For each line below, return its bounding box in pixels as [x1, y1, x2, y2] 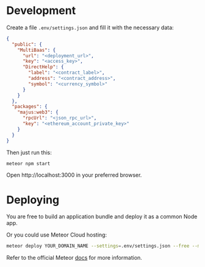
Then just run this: [6, 149, 52, 156]
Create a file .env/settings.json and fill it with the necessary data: [6, 24, 174, 31]
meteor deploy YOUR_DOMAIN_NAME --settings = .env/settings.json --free [6, 243, 190, 249]
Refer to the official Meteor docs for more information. [6, 254, 142, 262]
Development [6, 4, 76, 18]
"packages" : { [12, 104, 48, 110]
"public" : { [12, 41, 43, 48]
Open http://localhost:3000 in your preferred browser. [6, 171, 142, 179]
